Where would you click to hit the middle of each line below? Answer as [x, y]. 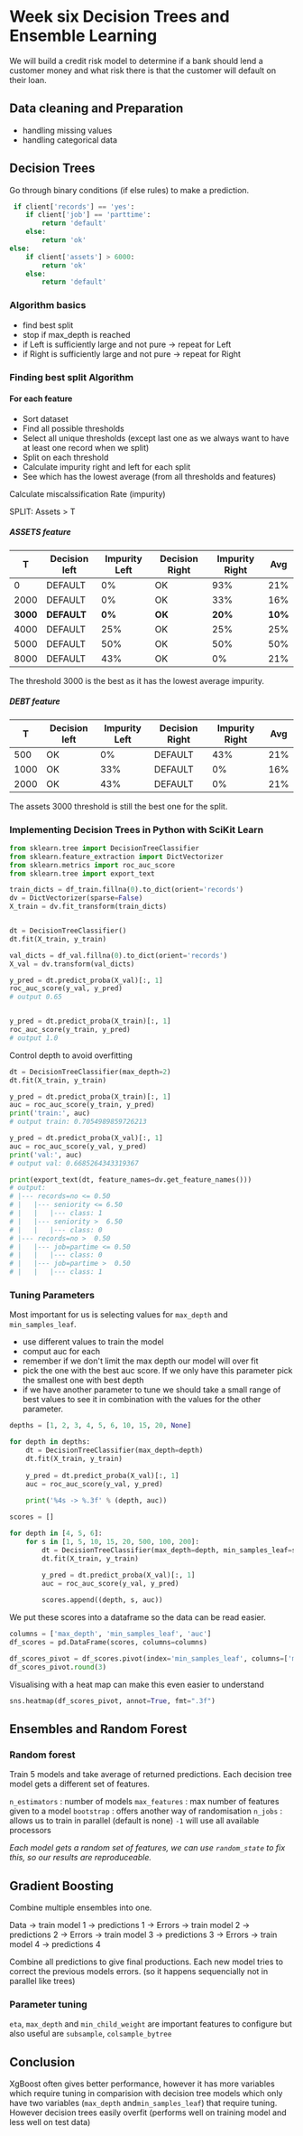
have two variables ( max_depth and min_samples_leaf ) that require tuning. [143, 2103]
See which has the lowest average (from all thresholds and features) [149, 476]
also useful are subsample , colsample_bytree [91, 2034]
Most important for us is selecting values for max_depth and [119, 1315]
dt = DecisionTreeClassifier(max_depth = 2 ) [90, 1072]
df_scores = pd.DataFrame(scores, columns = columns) [108, 1643]
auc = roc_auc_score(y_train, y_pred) [82, 1105]
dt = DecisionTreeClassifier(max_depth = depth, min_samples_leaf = [167, 1550]
